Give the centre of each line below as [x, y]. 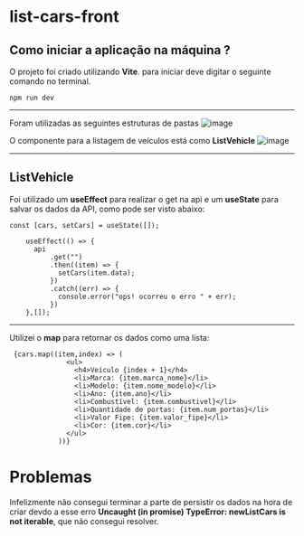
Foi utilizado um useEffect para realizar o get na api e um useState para [144, 199]
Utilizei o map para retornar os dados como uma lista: [109, 337]
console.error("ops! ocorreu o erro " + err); [147, 296]
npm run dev [32, 98]
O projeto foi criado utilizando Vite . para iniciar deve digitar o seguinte [140, 71]
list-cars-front [64, 17]
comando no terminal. [50, 81]
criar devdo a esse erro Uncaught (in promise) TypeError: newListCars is [148, 512]
